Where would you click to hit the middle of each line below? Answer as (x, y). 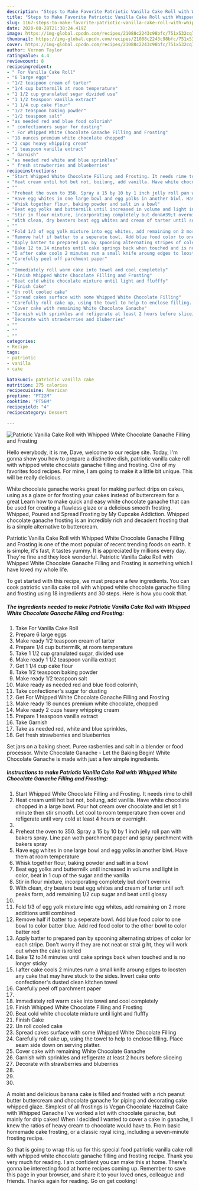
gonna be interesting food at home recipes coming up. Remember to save (96, 1168)
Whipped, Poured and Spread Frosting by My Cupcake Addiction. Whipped (98, 514)
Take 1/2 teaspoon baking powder (56, 672)
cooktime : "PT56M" (29, 402)
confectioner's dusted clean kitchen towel (66, 982)
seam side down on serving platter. (58, 1045)
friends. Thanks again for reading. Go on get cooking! (72, 1181)
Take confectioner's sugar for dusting (61, 691)
